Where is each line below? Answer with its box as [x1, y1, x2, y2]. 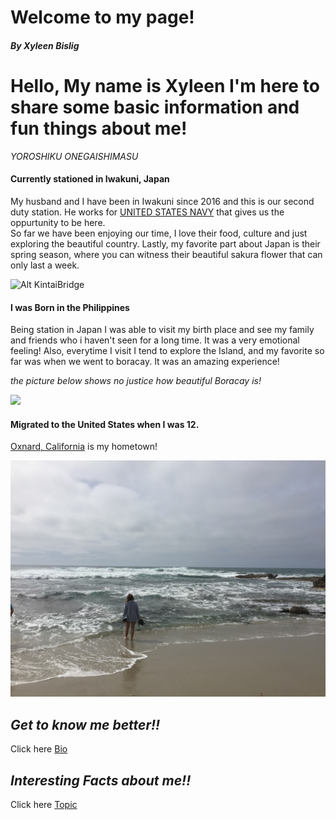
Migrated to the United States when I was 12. [10, 418, 200, 430]
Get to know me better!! [10, 716, 161, 733]
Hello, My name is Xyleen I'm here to [10, 74, 320, 97]
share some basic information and [10, 96, 300, 118]
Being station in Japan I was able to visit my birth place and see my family [10, 324, 315, 336]
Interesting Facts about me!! [10, 772, 192, 789]
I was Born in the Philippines [10, 301, 130, 313]
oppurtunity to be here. [10, 216, 106, 228]
